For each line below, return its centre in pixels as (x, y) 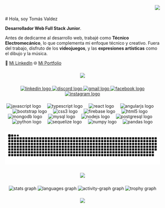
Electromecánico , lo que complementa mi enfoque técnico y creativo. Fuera (82, 43)
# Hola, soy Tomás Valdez (31, 19)
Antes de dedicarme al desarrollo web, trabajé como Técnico (67, 38)
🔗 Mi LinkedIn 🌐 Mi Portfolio (33, 63)
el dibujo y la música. (27, 53)
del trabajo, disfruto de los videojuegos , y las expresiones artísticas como (81, 48)
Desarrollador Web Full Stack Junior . (43, 28)
